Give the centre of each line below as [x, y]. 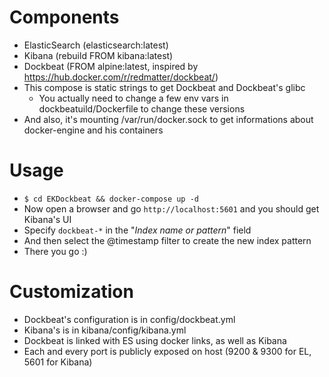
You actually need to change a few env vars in [133, 98]
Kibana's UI [47, 219]
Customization [71, 292]
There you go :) [55, 251]
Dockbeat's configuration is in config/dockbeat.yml [129, 319]
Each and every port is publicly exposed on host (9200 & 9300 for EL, [167, 351]
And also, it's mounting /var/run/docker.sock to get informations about [168, 119]
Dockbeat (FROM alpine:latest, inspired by [111, 66]
